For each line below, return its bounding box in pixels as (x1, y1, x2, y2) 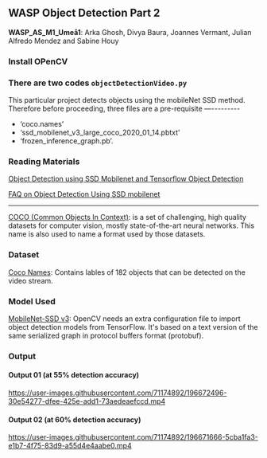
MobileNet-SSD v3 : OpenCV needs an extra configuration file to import (8, 314, 241, 323)
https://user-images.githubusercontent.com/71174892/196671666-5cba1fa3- (8, 433, 258, 442)
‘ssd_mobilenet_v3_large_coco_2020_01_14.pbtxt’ (19, 127, 180, 138)
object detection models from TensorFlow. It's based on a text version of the (8, 322, 258, 331)
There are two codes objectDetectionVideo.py (8, 77, 188, 88)
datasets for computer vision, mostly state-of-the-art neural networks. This (8, 221, 255, 230)
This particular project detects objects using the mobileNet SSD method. (8, 96, 246, 105)
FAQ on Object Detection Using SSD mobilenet (8, 190, 161, 199)
